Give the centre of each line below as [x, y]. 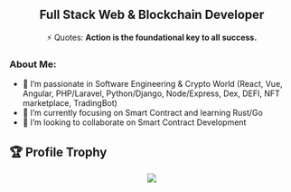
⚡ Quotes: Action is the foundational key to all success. [152, 37]
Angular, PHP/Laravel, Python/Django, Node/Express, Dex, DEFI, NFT [151, 93]
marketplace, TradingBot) [70, 103]
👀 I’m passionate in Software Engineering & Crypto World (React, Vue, [152, 84]
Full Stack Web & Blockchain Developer [152, 15]
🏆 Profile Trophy [58, 152]
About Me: [33, 64]
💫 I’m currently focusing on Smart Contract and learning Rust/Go [143, 113]
